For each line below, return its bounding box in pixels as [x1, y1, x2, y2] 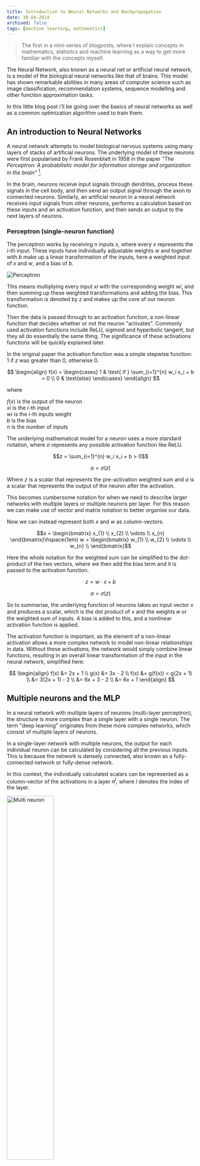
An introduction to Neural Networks [7, 127, 142, 137]
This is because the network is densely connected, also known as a [7, 752, 173, 759]
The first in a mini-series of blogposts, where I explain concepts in [21, 42, 184, 49]
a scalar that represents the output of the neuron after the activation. [7, 482, 175, 490]
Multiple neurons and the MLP [7, 694, 121, 704]
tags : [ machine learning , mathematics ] [7, 25, 106, 32]
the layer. [7, 784, 30, 791]
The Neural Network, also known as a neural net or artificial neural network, [7, 66, 193, 73]
